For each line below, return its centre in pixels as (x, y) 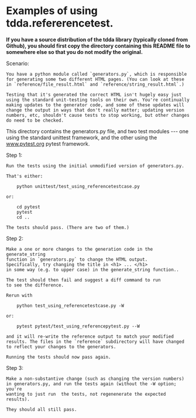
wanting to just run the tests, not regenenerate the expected (86, 394)
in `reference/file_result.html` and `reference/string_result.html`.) (95, 84)
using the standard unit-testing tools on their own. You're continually (98, 100)
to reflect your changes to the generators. (61, 347)
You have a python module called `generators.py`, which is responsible (97, 74)
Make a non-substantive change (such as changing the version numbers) (95, 379)
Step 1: (14, 155)
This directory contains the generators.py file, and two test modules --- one (97, 131)
